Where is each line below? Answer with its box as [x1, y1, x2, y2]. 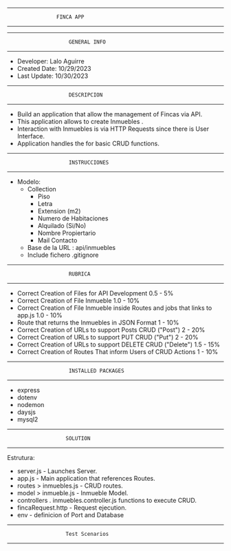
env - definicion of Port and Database [16, 511, 124, 519]
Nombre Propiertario [37, 229, 96, 237]
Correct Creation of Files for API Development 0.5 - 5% [16, 289, 174, 297]
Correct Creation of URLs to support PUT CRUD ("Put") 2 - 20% [16, 333, 199, 341]
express [16, 386, 40, 394]
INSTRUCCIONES [68, 159, 109, 166]
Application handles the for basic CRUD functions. [16, 139, 159, 147]
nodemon [16, 401, 45, 408]
